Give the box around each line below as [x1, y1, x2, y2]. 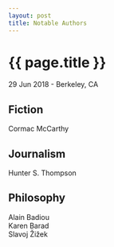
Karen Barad [8, 221, 49, 230]
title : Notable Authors [8, 19, 88, 27]
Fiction [8, 103, 44, 116]
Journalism [8, 147, 66, 160]
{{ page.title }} [8, 53, 107, 72]
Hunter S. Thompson [8, 168, 77, 178]
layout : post [8, 11, 52, 20]
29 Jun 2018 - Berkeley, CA [8, 80, 99, 89]
